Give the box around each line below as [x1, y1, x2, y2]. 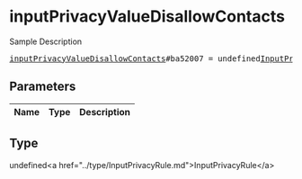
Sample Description [9, 36, 83, 47]
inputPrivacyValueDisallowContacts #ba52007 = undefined [9, 53, 261, 64]
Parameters [9, 79, 76, 94]
